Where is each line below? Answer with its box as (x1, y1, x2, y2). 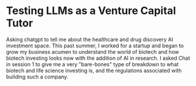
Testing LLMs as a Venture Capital (6, 4, 177, 18)
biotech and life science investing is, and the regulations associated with (6, 67, 182, 74)
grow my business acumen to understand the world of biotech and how (6, 48, 180, 55)
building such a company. (6, 73, 69, 80)
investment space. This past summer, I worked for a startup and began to (6, 42, 184, 49)
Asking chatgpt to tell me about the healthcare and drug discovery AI (6, 36, 174, 43)
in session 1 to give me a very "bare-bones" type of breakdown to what (6, 60, 179, 68)
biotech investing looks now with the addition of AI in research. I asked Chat (6, 54, 190, 61)
